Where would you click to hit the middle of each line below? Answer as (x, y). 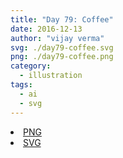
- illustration (51, 76)
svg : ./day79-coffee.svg (62, 47)
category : (31, 66)
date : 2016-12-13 (46, 29)
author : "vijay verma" (57, 38)
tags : (21, 85)
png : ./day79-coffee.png (62, 57)
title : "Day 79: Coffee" (62, 19)
